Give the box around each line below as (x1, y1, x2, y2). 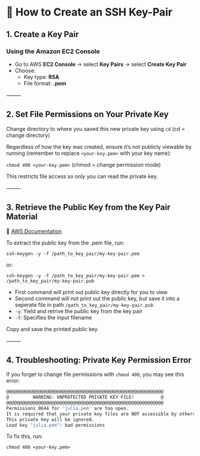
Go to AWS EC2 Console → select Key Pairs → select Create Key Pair (14, 60, 187, 68)
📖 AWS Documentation (6, 227, 62, 235)
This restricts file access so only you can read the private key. (6, 173, 158, 180)
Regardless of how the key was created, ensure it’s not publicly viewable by (6, 143, 192, 150)
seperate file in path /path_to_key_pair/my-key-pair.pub (14, 301, 154, 308)
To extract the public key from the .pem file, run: (6, 239, 125, 246)
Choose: (14, 67, 36, 74)
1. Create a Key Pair (6, 29, 79, 39)
